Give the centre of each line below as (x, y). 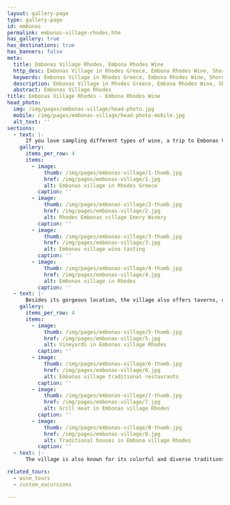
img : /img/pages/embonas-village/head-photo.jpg (84, 109)
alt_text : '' (32, 122)
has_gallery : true (33, 39)
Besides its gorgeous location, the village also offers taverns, (122, 300)
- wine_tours (32, 478)
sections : (21, 128)
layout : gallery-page (38, 13)
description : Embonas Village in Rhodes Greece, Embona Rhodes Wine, (114, 84)
